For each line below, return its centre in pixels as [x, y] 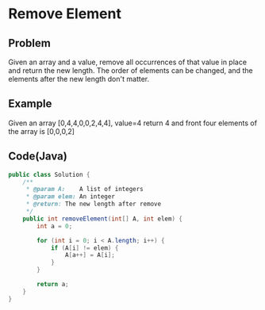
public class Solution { [49, 174]
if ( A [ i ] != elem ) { [84, 248]
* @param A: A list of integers [85, 189]
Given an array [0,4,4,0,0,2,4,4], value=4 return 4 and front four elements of [133, 123]
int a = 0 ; [55, 226]
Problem [30, 43]
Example [30, 104]
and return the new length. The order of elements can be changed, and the [131, 71]
